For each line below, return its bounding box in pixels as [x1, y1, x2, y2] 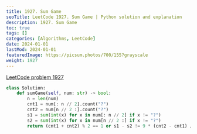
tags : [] [6, 30, 28, 36]
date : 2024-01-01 [6, 42, 49, 47]
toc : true [6, 25, 30, 31]
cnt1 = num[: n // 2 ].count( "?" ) [27, 101, 109, 107]
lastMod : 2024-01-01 [6, 47, 57, 53]
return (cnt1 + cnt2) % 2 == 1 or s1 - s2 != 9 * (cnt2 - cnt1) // [27, 123, 195, 129]
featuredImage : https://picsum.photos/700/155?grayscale [6, 52, 148, 58]
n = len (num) [27, 96, 59, 102]
